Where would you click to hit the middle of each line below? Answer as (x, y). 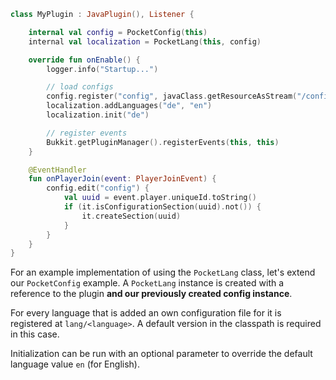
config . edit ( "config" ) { (98, 188)
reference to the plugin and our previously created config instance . (151, 294)
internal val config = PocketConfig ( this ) (118, 32)
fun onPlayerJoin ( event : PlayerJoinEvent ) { (122, 179)
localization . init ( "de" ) (98, 115)
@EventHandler (57, 170)
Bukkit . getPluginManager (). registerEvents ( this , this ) (163, 142)
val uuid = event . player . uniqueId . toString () (160, 198)
